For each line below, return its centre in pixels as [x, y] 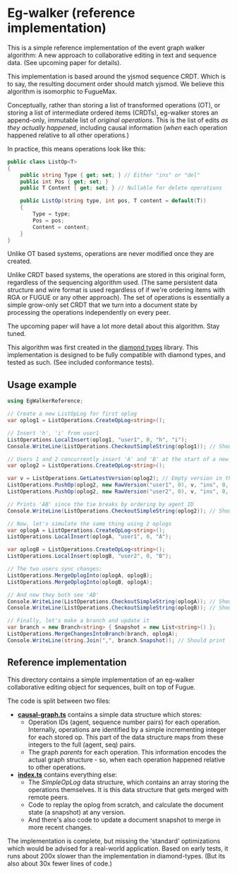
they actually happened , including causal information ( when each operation [117, 127]
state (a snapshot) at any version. [77, 812]
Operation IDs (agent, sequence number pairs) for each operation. [124, 722]
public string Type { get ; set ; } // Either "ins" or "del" [110, 175]
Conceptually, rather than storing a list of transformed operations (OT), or [114, 105]
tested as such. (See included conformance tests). [80, 363]
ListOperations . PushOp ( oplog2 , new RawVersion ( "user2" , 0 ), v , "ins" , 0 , [118, 491]
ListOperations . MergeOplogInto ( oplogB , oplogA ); [80, 582]
